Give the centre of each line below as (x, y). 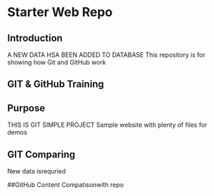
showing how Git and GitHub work (57, 62)
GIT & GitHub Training (55, 84)
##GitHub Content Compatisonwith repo (66, 185)
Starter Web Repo (60, 12)
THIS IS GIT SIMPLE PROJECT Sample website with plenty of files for (107, 125)
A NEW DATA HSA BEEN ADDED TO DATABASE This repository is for (106, 55)
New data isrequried (37, 171)
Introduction (35, 38)
